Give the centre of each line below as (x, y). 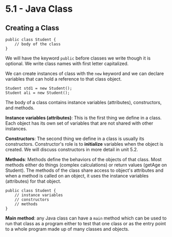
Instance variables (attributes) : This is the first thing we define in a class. (83, 118)
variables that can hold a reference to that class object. (64, 79)
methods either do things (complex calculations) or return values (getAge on (86, 165)
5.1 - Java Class (39, 9)
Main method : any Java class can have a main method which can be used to (86, 218)
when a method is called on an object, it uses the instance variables (77, 176)
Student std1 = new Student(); (39, 88)
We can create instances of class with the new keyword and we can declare (85, 73)
